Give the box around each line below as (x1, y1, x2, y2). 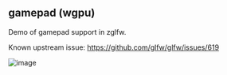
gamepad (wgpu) (8, 6, 96, 20)
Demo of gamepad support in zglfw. (8, 27, 127, 36)
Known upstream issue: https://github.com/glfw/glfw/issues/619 (8, 43, 220, 52)
